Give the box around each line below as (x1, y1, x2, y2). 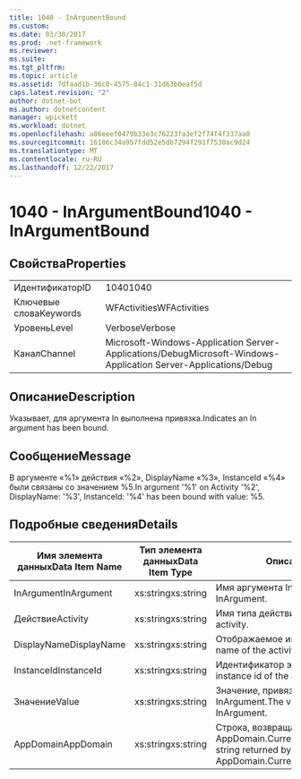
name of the (215, 644, 267, 656)
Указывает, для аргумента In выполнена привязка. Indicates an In (9, 413, 257, 424)
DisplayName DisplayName (13, 638, 126, 650)
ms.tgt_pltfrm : (9, 64, 66, 73)
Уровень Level (13, 321, 73, 334)
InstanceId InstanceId (13, 663, 103, 676)
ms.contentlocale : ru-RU (9, 154, 102, 164)
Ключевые (13, 296, 60, 309)
